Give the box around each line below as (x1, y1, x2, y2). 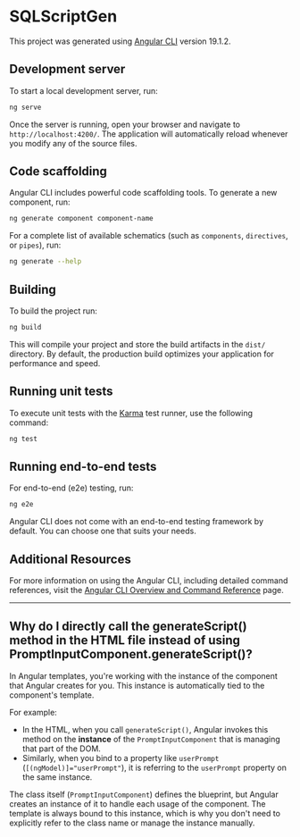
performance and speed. (9, 357, 101, 368)
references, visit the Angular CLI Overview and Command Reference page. (9, 585, 284, 596)
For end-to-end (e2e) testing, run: (9, 482, 134, 493)
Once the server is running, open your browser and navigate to (9, 119, 241, 130)
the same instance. (21, 771, 93, 783)
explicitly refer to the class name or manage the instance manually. (9, 817, 255, 828)
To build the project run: (9, 306, 98, 316)
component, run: (9, 197, 71, 207)
